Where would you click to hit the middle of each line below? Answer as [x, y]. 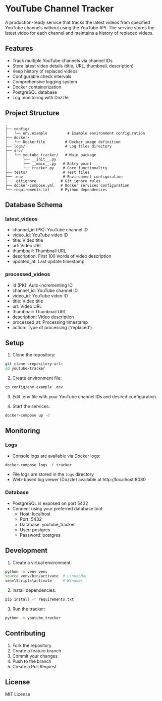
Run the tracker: [29, 609]
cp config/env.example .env [34, 387]
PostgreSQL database [35, 92]
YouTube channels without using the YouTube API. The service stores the [80, 27]
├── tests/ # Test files [48, 172]
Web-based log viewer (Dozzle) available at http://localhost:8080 [79, 480]
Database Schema [34, 205]
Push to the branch [32, 661]
